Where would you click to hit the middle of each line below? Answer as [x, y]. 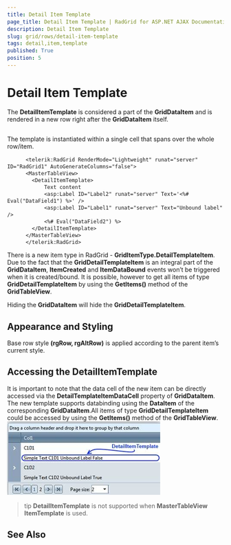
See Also [26, 535]
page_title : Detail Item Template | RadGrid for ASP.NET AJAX [98, 22]
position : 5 [24, 58]
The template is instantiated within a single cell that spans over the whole [111, 139]
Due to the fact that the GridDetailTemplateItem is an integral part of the [110, 263]
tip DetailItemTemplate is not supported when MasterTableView [116, 506]
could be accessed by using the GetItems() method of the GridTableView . [113, 418]
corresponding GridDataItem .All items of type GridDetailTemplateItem [108, 410]
